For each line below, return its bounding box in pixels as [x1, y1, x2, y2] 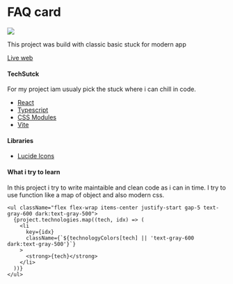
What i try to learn [7, 167, 61, 176]
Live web [7, 53, 33, 62]
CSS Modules [17, 113, 57, 122]
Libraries [7, 136, 33, 144]
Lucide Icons [17, 152, 54, 160]
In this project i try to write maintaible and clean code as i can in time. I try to [7, 183, 226, 192]
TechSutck [7, 69, 40, 78]
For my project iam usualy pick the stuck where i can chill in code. [7, 85, 196, 94]
